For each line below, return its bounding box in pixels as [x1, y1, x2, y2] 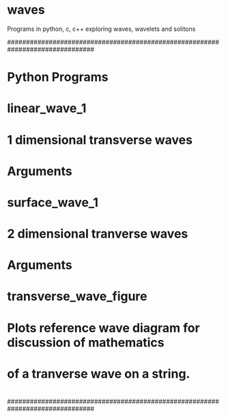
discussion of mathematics [7, 334, 165, 350]
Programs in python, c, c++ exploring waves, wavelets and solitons [7, 25, 196, 33]
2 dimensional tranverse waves [7, 226, 188, 242]
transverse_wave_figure [7, 288, 147, 304]
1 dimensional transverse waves [7, 132, 193, 147]
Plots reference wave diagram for [7, 320, 200, 336]
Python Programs [7, 69, 109, 85]
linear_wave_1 [7, 101, 87, 116]
